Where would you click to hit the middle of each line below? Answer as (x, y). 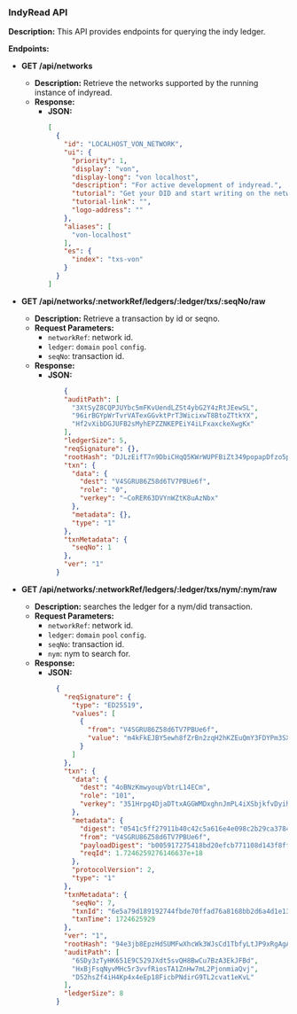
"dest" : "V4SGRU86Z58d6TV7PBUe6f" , (145, 482)
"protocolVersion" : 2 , (113, 870)
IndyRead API (38, 12)
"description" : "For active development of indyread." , (177, 185)
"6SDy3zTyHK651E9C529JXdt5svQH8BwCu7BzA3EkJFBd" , (165, 960)
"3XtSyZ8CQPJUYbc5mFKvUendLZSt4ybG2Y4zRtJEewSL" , (165, 408)
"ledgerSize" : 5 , (96, 441)
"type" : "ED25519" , (107, 705)
